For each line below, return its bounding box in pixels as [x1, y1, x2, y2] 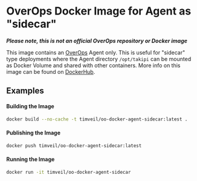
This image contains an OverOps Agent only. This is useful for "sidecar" [6, 48, 186, 56]
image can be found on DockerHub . [6, 68, 95, 75]
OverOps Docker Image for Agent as [6, 4, 192, 18]
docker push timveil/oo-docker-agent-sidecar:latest [6, 142, 142, 149]
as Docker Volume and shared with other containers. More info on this [6, 62, 181, 69]
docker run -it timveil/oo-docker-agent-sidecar [6, 169, 131, 175]
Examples [6, 86, 44, 96]
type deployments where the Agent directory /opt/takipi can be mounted [6, 55, 192, 62]
